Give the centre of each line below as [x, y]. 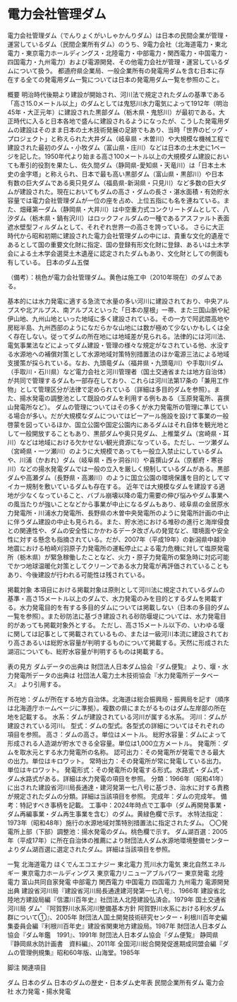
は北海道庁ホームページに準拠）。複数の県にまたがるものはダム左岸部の [111, 708]
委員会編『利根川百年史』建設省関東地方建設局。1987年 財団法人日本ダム [120, 926]
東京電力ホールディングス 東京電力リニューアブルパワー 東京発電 [115, 873]
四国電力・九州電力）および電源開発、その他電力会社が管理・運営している [115, 61]
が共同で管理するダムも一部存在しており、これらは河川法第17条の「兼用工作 [118, 380]
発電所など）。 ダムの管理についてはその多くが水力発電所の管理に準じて [117, 407]
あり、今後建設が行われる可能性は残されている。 [78, 574]
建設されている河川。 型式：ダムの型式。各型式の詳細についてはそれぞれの [116, 725]
